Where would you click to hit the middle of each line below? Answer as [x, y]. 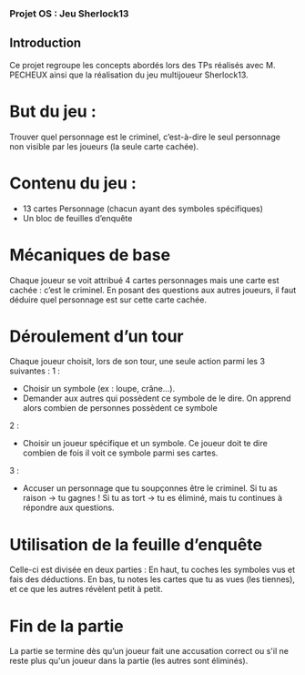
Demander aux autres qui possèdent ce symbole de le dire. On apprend [157, 398]
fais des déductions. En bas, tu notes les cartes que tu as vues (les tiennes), [152, 579]
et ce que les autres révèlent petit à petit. [86, 589]
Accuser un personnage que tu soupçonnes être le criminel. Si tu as [150, 488]
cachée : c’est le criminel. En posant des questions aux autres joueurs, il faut [153, 290]
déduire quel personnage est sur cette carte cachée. [108, 300]
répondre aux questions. [69, 507]
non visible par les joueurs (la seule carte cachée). [104, 146]
